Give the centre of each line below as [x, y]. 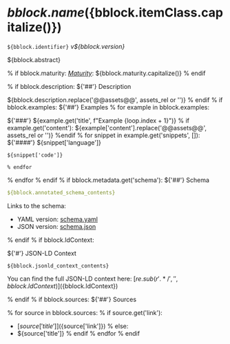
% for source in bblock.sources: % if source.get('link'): [85, 312]
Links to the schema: [37, 205]
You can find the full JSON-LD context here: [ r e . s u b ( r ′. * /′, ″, [93, 279]
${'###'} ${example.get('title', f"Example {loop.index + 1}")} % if [98, 120]
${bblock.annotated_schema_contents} [61, 192]
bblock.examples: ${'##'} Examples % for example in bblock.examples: [108, 107]
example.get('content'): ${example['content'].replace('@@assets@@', [107, 128]
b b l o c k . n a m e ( [48, 13]
